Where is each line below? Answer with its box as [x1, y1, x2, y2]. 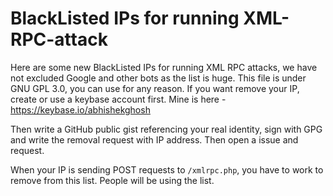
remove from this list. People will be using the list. [10, 174, 215, 186]
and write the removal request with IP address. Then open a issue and [10, 133, 299, 146]
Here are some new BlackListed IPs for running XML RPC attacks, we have [10, 61, 318, 73]
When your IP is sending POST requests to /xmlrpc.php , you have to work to [10, 163, 324, 176]
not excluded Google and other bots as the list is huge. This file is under [10, 72, 307, 84]
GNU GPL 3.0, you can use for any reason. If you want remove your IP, [10, 82, 300, 94]
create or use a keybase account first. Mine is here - [10, 93, 227, 105]
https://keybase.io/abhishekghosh [10, 103, 151, 116]
